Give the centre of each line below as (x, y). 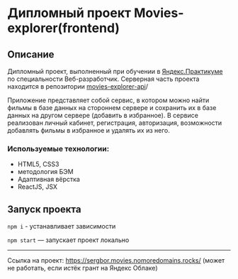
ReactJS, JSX (38, 187)
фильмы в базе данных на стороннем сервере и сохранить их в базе (112, 108)
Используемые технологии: (58, 148)
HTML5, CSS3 (38, 164)
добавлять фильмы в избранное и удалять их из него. (89, 130)
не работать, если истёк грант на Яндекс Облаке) (83, 268)
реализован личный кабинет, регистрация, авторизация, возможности (115, 123)
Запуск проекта (44, 209)
